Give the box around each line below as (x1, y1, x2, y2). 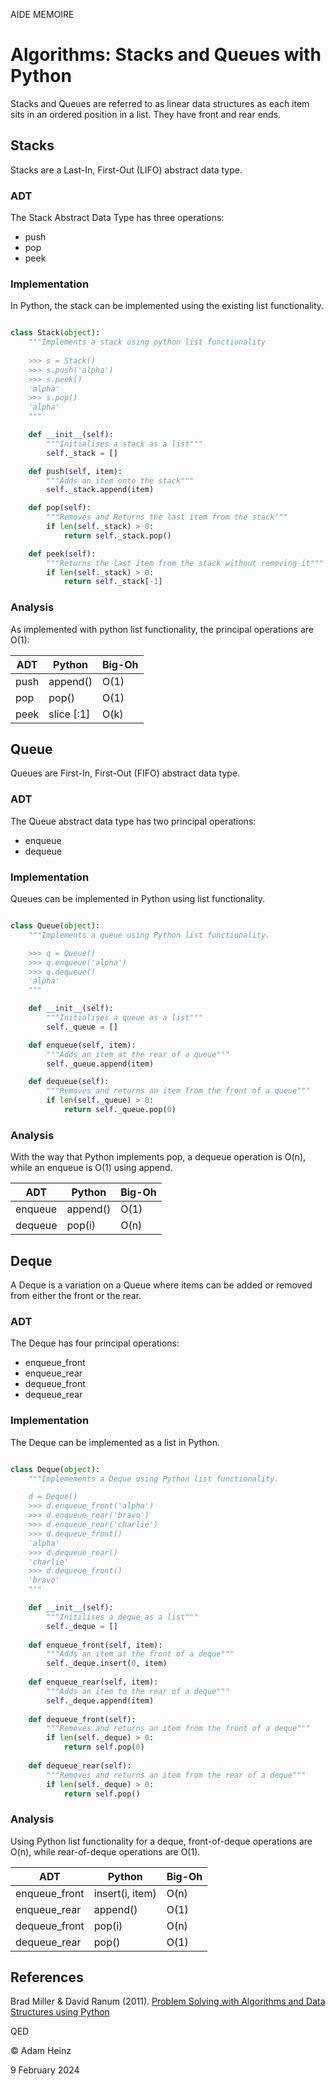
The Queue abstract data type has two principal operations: (10, 815, 257, 827)
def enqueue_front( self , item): (28, 1640, 163, 1650)
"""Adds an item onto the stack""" (46, 475, 195, 486)
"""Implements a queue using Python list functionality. (28, 930, 271, 940)
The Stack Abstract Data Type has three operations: (10, 212, 225, 224)
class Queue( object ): (10, 921, 101, 931)
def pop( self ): (28, 503, 92, 513)
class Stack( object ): (10, 328, 101, 338)
